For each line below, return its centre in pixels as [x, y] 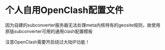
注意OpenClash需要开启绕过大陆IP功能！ [47, 42]
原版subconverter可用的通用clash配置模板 [49, 31]
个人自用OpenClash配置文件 [65, 10]
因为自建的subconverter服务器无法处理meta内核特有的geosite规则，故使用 [83, 25]
